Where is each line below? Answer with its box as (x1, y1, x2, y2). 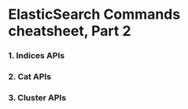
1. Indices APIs (8, 50, 65, 61)
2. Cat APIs (8, 71, 52, 82)
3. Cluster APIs (8, 92, 67, 103)
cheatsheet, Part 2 (8, 22, 131, 40)
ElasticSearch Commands (8, 5, 181, 24)
